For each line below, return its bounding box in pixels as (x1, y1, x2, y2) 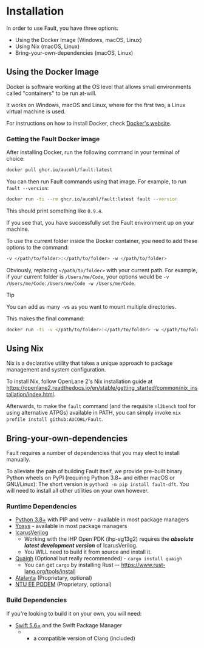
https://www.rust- (121, 562, 166, 569)
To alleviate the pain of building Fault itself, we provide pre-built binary (6, 468, 183, 475)
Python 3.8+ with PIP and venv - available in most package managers (15, 516, 189, 523)
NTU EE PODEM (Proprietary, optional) (15, 580, 112, 588)
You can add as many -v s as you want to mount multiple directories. (6, 303, 177, 310)
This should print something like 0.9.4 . (6, 207, 103, 214)
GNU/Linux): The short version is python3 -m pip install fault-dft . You (6, 481, 189, 488)
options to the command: (6, 244, 69, 251)
